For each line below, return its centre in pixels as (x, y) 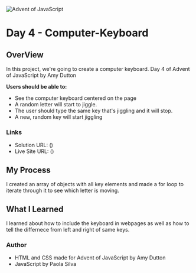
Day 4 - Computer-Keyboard (77, 33)
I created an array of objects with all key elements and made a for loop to (95, 184)
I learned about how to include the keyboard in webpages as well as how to (98, 223)
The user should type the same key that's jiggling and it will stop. (94, 110)
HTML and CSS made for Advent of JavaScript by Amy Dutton (90, 258)
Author (17, 245)
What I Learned (35, 209)
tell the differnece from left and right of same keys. (68, 229)
